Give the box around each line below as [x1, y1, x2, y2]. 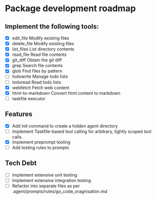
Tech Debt [5, 159, 37, 167]
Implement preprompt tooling [12, 139, 71, 145]
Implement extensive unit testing [12, 172, 78, 178]
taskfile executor [12, 95, 46, 101]
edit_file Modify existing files [12, 35, 69, 41]
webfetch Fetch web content [12, 85, 69, 90]
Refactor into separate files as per [12, 183, 80, 189]
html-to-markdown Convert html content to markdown [12, 90, 121, 96]
